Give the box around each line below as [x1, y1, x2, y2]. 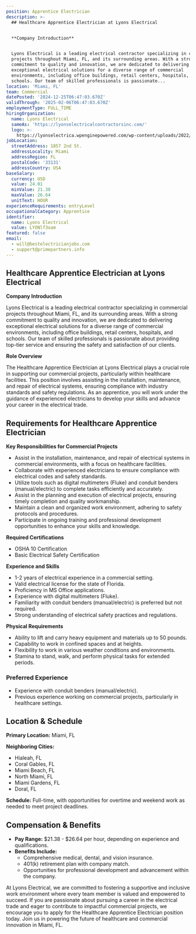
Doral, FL [14, 785, 37, 792]
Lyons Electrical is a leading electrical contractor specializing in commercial [6, 304, 188, 311]
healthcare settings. [14, 699, 63, 706]
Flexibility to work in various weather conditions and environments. [14, 647, 176, 654]
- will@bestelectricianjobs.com [11, 241, 90, 247]
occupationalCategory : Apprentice [6, 208, 90, 214]
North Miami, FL [14, 773, 54, 780]
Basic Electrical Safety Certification [14, 552, 100, 559]
